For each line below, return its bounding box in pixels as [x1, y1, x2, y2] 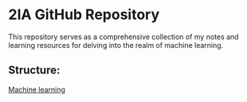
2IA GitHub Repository [8, 6, 160, 24]
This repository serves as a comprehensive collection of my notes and [8, 32, 239, 41]
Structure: [8, 64, 61, 77]
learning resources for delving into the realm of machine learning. [8, 40, 224, 49]
